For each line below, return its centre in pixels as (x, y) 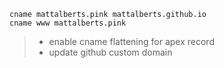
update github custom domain (110, 52)
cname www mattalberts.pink (68, 23)
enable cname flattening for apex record (131, 41)
